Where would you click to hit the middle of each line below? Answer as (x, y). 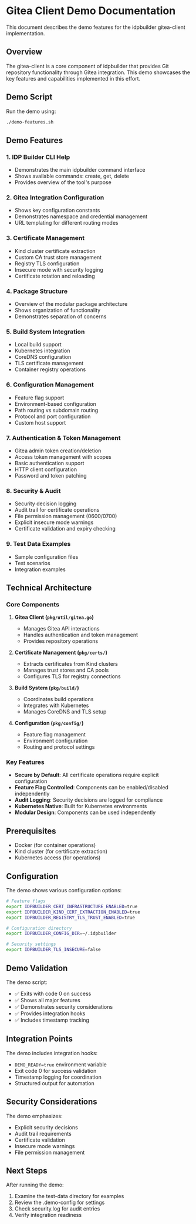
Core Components (33, 604)
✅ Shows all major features (47, 1000)
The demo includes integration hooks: (52, 1053)
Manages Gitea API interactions (61, 629)
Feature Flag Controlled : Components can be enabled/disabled (91, 788)
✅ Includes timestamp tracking (52, 1020)
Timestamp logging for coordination (58, 1077)
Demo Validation (37, 968)
